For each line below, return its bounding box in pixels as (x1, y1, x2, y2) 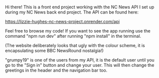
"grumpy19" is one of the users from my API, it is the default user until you (5, 57, 155, 62)
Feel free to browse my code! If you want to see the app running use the (5, 28, 151, 33)
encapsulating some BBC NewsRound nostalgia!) (5, 48, 104, 53)
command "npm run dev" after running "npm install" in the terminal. (5, 33, 141, 39)
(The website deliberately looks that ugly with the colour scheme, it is (5, 43, 145, 48)
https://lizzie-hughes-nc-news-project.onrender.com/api (5, 19, 120, 24)
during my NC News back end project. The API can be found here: (5, 9, 138, 15)
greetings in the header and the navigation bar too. (5, 67, 108, 73)
